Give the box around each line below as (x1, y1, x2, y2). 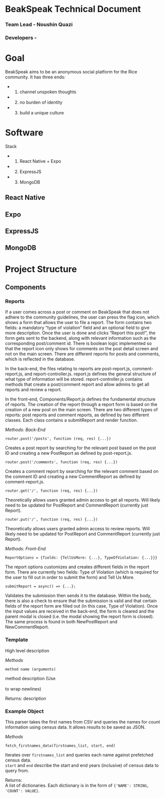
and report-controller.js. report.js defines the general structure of (24, 371, 157, 377)
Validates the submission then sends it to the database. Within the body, (5, 593, 152, 599)
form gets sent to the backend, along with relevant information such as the (5, 335, 157, 341)
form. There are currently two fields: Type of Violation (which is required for (5, 569, 159, 575)
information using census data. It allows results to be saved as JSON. (5, 724, 146, 730)
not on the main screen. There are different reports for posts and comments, (5, 351, 160, 357)
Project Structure (5, 263, 77, 275)
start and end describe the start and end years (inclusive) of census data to (5, 762, 159, 768)
